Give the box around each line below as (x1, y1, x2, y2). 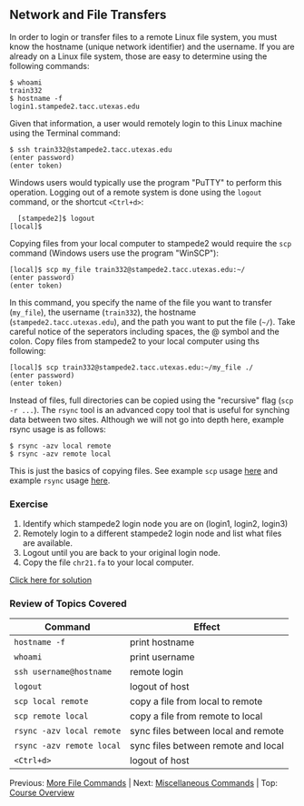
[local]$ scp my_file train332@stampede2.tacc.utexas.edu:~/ (9, 265, 246, 274)
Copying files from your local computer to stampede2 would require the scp (9, 237, 292, 248)
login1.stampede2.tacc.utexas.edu (9, 102, 141, 111)
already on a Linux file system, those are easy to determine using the (9, 50, 268, 62)
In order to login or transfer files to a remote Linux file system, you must (9, 31, 278, 42)
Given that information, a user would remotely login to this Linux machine (9, 117, 283, 128)
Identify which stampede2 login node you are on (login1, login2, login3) (22, 519, 289, 529)
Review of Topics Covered (9, 598, 127, 610)
